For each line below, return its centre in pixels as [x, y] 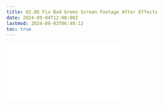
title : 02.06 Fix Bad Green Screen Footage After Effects [82, 12]
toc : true [19, 29]
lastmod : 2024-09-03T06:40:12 [45, 23]
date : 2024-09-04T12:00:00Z [42, 18]
